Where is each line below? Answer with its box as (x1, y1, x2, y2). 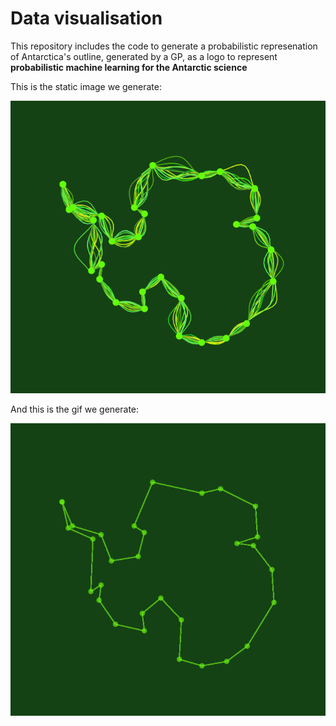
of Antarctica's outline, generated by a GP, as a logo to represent (10, 50, 278, 62)
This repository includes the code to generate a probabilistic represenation (10, 40, 318, 52)
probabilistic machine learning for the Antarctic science (10, 61, 248, 73)
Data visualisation (10, 7, 163, 30)
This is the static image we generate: (10, 80, 162, 92)
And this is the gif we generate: (10, 403, 140, 415)
